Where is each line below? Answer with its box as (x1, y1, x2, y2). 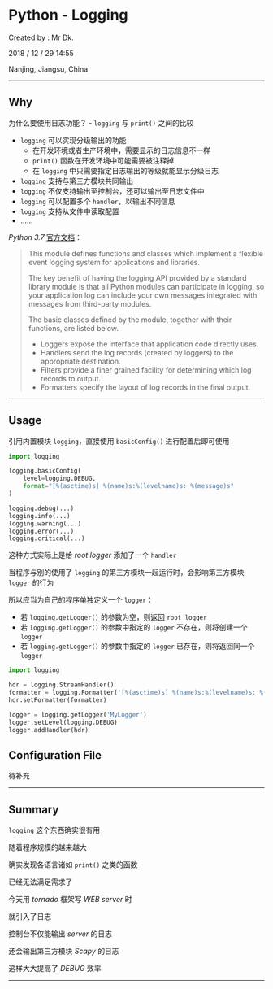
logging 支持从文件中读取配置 (19, 206, 119, 216)
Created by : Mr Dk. (8, 33, 75, 42)
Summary (8, 803, 59, 817)
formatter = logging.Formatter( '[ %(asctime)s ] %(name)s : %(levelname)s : (8, 689, 256, 697)
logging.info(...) (8, 512, 71, 520)
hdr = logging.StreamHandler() (8, 681, 115, 689)
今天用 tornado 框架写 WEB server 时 (8, 895, 132, 904)
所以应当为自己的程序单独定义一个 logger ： (8, 595, 154, 605)
